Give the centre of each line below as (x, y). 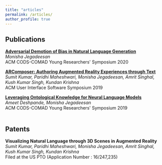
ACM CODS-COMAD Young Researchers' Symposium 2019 (66, 108)
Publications (25, 39)
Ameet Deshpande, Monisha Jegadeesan (48, 102)
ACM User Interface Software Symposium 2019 (54, 87)
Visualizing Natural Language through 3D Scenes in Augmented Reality (81, 141)
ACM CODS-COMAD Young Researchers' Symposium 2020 (67, 62)
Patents (18, 129)
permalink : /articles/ (29, 14)
